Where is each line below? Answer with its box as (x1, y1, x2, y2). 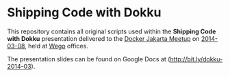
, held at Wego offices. (25, 42, 89, 50)
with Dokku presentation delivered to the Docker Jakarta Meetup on (7, 34, 200, 42)
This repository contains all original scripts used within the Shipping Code (7, 27, 216, 35)
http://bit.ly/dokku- (170, 55, 223, 63)
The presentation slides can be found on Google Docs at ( (7, 55, 170, 63)
